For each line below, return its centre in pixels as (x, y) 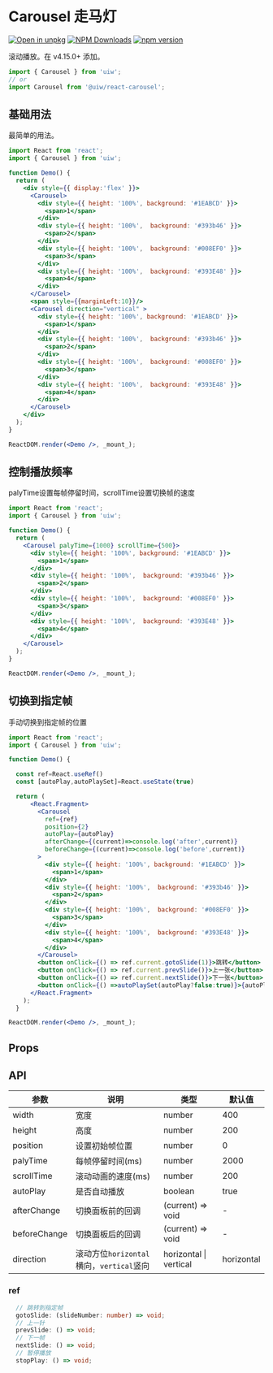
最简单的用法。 (33, 136)
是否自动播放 (100, 1192)
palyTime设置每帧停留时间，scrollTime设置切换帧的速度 (102, 493)
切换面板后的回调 (108, 1234)
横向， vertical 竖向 (113, 1266)
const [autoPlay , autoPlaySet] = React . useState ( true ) (105, 782)
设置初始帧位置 (104, 1146)
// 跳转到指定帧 (39, 1308)
